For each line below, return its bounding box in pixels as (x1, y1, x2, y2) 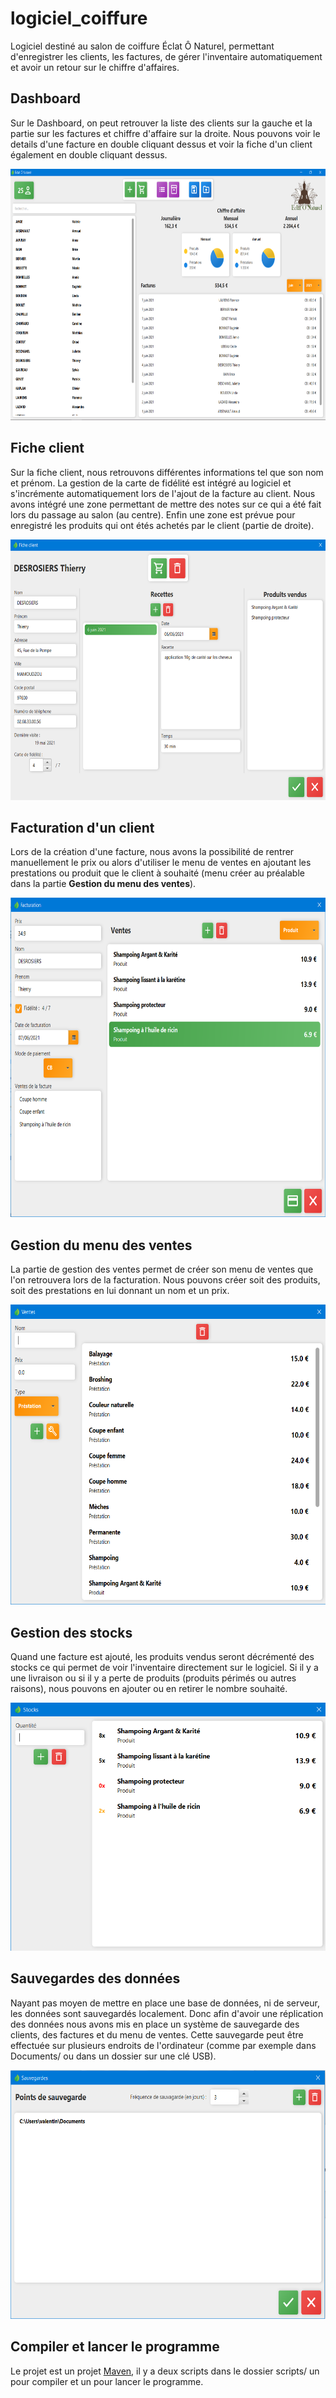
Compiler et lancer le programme (10, 2338, 220, 2356)
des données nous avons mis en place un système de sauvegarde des (10, 2018, 300, 2030)
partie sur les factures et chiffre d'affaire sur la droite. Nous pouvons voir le (10, 127, 321, 139)
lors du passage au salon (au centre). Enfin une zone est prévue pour (10, 508, 296, 521)
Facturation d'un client (10, 819, 155, 836)
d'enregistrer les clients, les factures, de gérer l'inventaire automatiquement (10, 50, 323, 62)
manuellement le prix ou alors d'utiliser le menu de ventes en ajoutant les (10, 857, 312, 869)
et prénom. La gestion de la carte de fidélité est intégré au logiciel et (10, 477, 292, 489)
